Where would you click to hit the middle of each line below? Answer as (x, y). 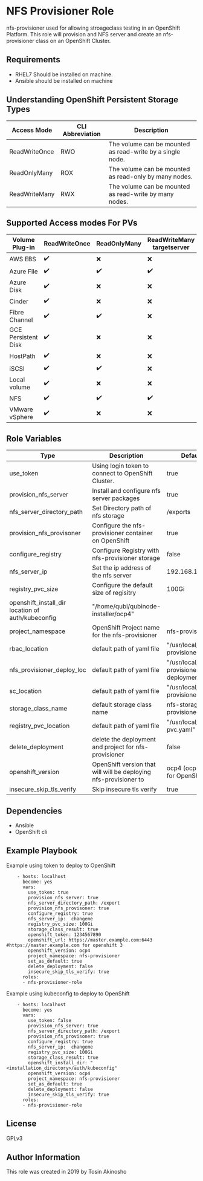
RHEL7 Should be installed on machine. (64, 74)
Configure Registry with (126, 550)
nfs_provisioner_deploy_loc (48, 670)
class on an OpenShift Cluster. (73, 41)
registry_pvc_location (40, 726)
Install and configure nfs (127, 491)
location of (24, 610)
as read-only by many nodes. (150, 177)
